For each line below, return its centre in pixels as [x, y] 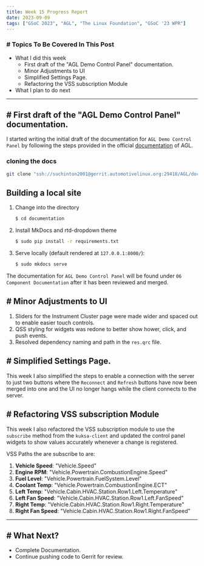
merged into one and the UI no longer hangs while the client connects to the [101, 389]
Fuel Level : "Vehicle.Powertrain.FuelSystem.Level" [78, 478]
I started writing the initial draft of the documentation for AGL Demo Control [99, 139]
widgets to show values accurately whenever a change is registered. [92, 442]
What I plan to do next [43, 90]
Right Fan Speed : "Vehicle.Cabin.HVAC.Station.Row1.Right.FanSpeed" [103, 511]
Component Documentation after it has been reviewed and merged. [87, 282]
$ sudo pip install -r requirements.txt [67, 242]
